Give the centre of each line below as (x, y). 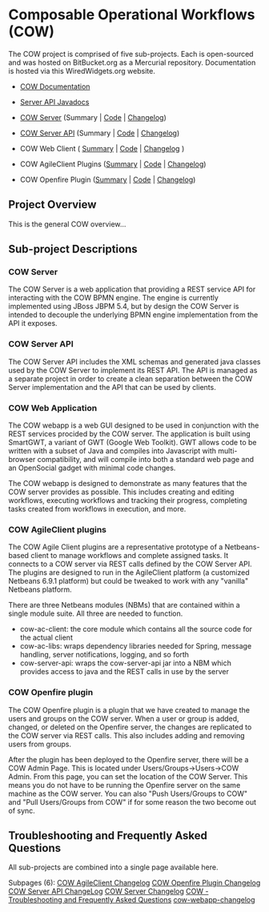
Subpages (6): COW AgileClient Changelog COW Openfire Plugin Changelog (134, 883)
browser (22, 460)
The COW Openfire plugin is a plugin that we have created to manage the (129, 709)
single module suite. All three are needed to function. (96, 613)
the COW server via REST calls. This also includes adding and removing (127, 735)
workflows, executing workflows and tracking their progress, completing (128, 500)
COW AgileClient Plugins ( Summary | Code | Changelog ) (113, 164)
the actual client (46, 637)
